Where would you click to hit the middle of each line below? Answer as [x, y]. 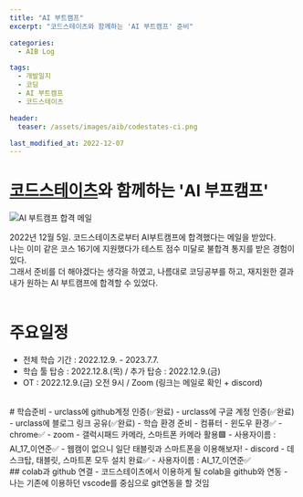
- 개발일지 [35, 77]
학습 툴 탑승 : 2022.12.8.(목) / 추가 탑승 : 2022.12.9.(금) [121, 371]
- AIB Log [36, 51]
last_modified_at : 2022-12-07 [67, 143]
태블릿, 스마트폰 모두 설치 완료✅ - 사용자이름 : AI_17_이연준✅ [143, 461]
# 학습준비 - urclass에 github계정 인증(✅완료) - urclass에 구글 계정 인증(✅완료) [152, 412]
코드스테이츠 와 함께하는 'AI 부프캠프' [139, 191]
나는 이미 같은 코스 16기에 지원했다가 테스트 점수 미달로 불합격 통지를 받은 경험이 [152, 249]
